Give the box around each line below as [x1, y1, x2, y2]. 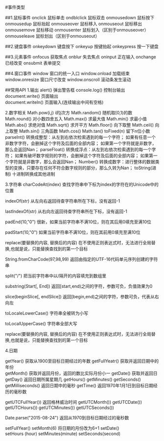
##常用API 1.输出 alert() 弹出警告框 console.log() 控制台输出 [5, 87, 125, 93]
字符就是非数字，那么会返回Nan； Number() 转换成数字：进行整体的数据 [9, 159, 155, 164]
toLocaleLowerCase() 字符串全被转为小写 [5, 311, 89, 316]
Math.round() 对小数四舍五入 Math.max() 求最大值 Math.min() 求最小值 [5, 116, 147, 122]
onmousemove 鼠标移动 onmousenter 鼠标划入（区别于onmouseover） [5, 27, 149, 33]
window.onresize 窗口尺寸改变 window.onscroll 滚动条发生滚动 [5, 77, 131, 82]
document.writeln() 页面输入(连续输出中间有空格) [5, 100, 104, 105]
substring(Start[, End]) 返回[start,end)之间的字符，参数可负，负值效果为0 [5, 284, 153, 289]
